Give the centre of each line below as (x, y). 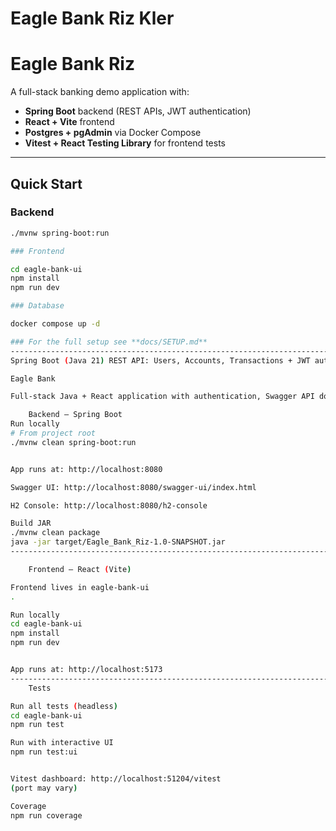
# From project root (53, 433)
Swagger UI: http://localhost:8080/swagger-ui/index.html (133, 487)
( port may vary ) (44, 788)
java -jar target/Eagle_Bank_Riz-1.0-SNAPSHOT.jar (118, 542)
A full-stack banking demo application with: (100, 92)
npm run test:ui (44, 752)
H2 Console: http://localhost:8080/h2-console (109, 505)
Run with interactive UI (62, 743)
